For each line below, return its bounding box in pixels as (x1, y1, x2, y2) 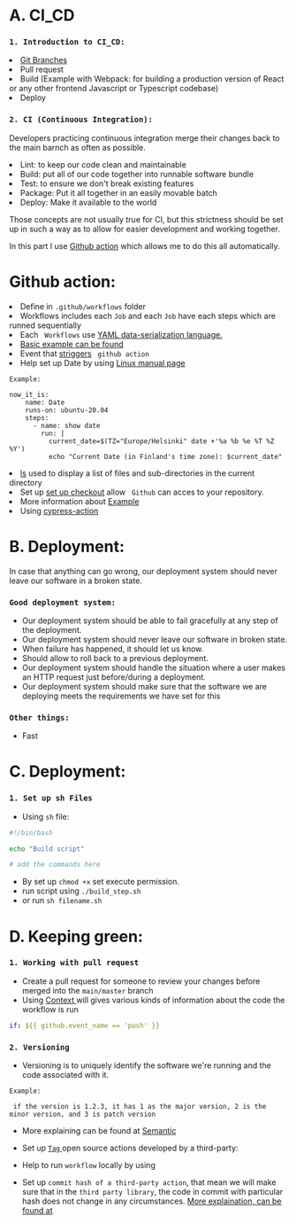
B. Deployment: (9, 536, 125, 557)
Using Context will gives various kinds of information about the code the (21, 994, 285, 1005)
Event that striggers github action (20, 347, 150, 359)
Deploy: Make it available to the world (20, 197, 157, 207)
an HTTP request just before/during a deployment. (21, 671, 206, 682)
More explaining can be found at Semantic (21, 1126, 177, 1136)
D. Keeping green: (9, 926, 144, 947)
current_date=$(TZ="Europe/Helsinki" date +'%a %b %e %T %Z (48, 436, 275, 446)
